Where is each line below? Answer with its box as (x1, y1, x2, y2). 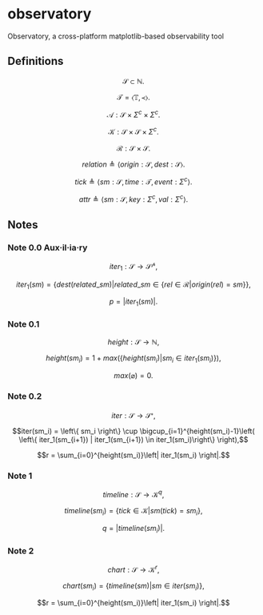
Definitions (7, 54, 64, 68)
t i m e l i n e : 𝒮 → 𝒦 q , (102, 488, 165, 500)
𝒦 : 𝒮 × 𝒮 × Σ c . (108, 126, 159, 137)
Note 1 (7, 470, 33, 481)
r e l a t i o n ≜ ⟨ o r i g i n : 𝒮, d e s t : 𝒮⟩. (82, 159, 185, 169)
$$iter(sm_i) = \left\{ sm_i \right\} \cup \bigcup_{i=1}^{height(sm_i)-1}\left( (12, 426, 255, 436)
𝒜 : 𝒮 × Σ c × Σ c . (106, 108, 161, 119)
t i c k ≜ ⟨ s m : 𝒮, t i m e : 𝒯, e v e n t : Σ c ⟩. (74, 175, 193, 187)
